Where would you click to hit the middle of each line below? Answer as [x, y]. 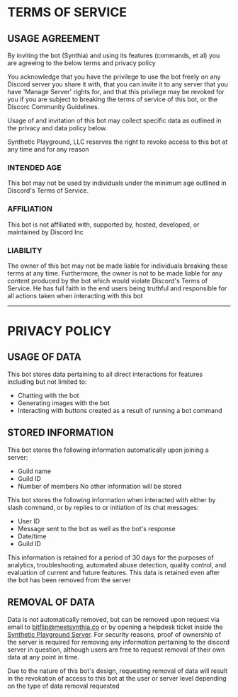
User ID [29, 521]
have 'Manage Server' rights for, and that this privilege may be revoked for [116, 92]
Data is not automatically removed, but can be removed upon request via [113, 619]
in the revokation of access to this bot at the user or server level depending [117, 678]
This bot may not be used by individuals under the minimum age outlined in [117, 183]
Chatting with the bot [48, 395]
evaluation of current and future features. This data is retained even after [114, 572]
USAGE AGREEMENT [54, 39]
